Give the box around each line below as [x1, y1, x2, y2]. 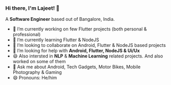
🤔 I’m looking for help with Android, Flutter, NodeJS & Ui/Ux [12, 48, 140, 54]
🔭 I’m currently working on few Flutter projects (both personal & [12, 26, 147, 32]
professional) [12, 32, 41, 38]
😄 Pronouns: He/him [12, 75, 57, 81]
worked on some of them [12, 59, 66, 65]
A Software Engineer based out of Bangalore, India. [5, 16, 115, 22]
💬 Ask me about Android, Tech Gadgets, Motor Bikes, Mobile [12, 64, 141, 70]
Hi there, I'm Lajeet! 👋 [5, 5, 60, 12]
